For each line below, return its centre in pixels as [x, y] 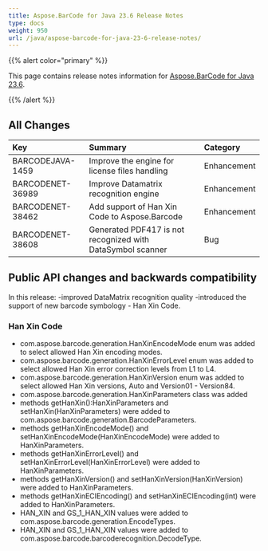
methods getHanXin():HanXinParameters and [94, 403]
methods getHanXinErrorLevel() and [79, 454]
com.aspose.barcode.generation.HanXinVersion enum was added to [132, 378]
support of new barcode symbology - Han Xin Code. [95, 305]
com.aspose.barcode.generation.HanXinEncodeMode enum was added [137, 344]
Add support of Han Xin [133, 207]
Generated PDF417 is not [137, 230]
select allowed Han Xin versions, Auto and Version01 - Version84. [127, 386]
